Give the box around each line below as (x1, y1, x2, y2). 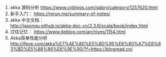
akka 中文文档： (10, 17, 44, 23)
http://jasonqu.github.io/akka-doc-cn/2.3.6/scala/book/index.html (10, 23, 148, 29)
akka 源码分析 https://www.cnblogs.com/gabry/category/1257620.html (10, 5, 158, 10)
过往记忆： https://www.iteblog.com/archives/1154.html (10, 29, 126, 34)
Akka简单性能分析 (10, 35, 48, 41)
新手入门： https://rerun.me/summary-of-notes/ (10, 11, 111, 17)
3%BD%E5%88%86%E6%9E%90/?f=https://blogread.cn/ (10, 46, 133, 52)
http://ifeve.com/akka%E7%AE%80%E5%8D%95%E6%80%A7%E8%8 (10, 41, 161, 46)
